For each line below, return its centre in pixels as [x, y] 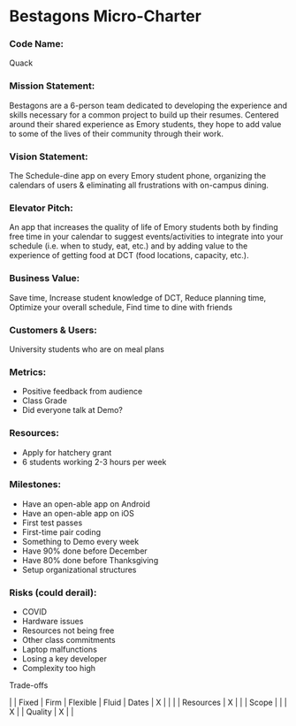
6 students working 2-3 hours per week [94, 462]
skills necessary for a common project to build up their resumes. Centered [144, 115]
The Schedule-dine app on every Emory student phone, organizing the [138, 176]
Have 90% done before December [84, 551]
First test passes [52, 523]
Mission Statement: [52, 86]
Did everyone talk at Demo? [72, 410]
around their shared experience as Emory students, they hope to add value [145, 124]
